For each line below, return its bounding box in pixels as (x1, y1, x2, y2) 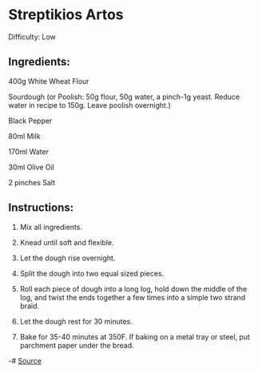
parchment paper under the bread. (19, 340, 134, 350)
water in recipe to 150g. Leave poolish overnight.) (8, 100, 172, 109)
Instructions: (8, 201, 74, 215)
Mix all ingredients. (19, 222, 82, 232)
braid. (19, 301, 40, 311)
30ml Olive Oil (8, 162, 54, 172)
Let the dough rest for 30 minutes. (19, 316, 133, 326)
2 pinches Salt (8, 177, 56, 187)
